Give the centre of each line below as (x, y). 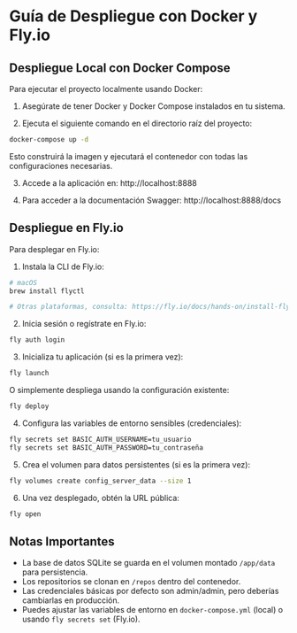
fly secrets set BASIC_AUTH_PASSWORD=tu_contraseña (106, 448)
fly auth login (37, 340)
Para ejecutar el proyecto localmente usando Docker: (106, 89)
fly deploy (29, 406)
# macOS (23, 282)
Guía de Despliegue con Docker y (133, 16)
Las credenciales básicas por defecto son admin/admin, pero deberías (150, 591)
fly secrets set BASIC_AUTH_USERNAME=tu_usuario (100, 439)
